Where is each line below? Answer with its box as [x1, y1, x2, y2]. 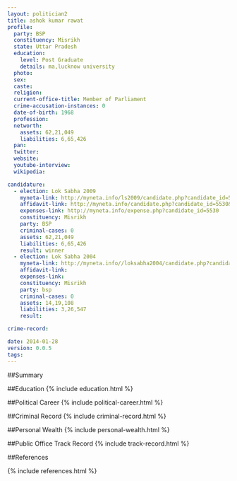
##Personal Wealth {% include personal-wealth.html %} [7, 425, 171, 434]
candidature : [7, 181, 46, 188]
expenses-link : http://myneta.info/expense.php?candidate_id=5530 [20, 207, 219, 214]
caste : [13, 83, 33, 90]
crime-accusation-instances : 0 [13, 103, 106, 110]
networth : [13, 122, 42, 129]
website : [13, 155, 39, 163]
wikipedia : [13, 168, 46, 175]
